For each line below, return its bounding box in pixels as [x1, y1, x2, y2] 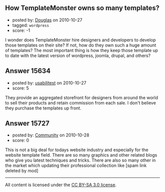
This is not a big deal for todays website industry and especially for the [5, 147, 149, 153]
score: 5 [12, 85, 29, 91]
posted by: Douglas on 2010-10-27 [12, 17, 82, 23]
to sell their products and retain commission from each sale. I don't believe [5, 100, 156, 106]
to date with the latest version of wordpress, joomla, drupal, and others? [5, 53, 151, 58]
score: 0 [12, 137, 29, 143]
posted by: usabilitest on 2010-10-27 [12, 80, 87, 85]
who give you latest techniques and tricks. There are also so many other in [5, 157, 156, 164]
